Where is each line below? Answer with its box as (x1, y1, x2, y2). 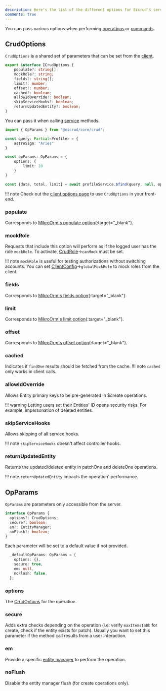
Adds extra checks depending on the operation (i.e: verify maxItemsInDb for (5, 622, 158, 628)
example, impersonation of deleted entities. (5, 407, 93, 413)
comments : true (5, 12, 37, 17)
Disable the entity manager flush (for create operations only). (5, 680, 130, 686)
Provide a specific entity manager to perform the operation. (5, 656, 126, 662)
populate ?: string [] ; (14, 67, 58, 72)
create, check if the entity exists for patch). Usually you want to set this (5, 628, 150, 633)
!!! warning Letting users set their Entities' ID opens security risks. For (5, 402, 147, 408)
